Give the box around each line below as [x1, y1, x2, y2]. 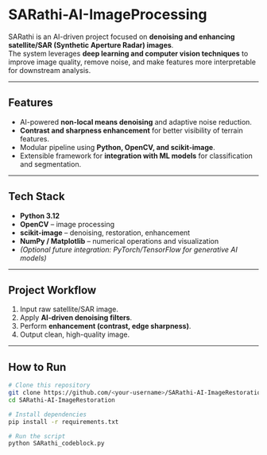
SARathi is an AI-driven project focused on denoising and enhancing [8, 32, 235, 41]
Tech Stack [8, 190, 65, 203]
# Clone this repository [8, 381, 91, 390]
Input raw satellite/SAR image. [19, 304, 119, 314]
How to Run [8, 360, 67, 374]
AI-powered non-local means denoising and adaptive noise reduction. [19, 117, 253, 126]
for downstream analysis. [8, 65, 91, 75]
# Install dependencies [8, 411, 87, 418]
